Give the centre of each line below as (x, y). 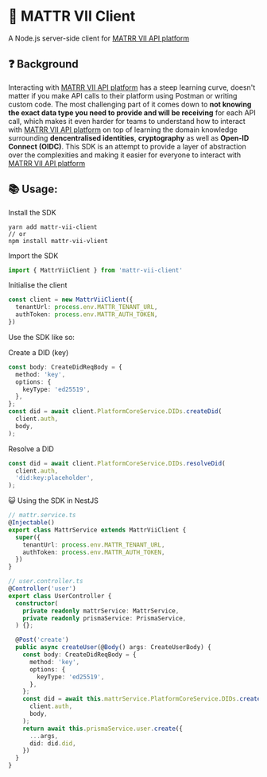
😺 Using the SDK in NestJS (54, 501)
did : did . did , (53, 743)
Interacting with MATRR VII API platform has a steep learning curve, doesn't (132, 87)
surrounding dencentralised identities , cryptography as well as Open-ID (129, 137)
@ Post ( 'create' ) (42, 640)
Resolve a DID (31, 449)
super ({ (28, 537)
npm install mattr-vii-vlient (58, 241)
